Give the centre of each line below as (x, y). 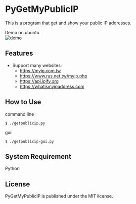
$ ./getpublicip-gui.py (30, 141)
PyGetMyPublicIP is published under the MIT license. (59, 196)
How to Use (23, 102)
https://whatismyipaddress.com (52, 86)
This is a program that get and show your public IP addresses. (68, 23)
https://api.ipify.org (39, 81)
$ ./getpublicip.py (25, 123)
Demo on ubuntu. (23, 32)
